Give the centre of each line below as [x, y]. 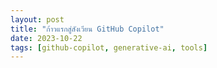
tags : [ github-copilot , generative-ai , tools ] [109, 47]
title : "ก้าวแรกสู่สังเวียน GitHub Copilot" [87, 29]
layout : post [37, 19]
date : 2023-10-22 [46, 38]
